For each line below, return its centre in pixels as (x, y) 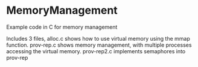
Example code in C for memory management (62, 27)
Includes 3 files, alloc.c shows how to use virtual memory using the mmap (98, 38)
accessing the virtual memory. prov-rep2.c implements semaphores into (96, 51)
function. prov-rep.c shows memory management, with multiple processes (99, 45)
